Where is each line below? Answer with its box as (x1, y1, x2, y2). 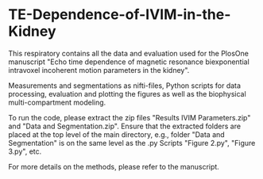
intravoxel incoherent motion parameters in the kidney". (8, 65, 190, 74)
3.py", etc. (8, 147, 42, 156)
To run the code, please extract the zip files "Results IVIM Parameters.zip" (8, 112, 251, 122)
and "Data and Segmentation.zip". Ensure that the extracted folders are (8, 121, 241, 131)
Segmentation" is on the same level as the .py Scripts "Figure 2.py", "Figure (8, 138, 256, 147)
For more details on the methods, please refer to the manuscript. (8, 162, 220, 171)
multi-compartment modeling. (8, 97, 106, 107)
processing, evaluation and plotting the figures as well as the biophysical (8, 89, 246, 98)
